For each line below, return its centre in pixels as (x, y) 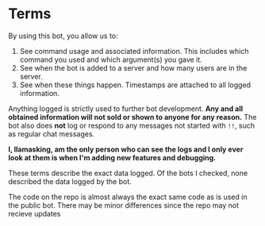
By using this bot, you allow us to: (63, 36)
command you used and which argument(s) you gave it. (111, 59)
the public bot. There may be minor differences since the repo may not (124, 205)
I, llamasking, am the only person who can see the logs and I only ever (126, 149)
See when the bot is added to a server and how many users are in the (133, 67)
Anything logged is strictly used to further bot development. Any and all (126, 109)
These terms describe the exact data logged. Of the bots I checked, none (128, 173)
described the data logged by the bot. (70, 181)
